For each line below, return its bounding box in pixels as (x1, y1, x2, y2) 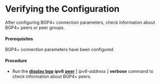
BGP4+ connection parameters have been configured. (5, 47, 115, 52)
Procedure (5, 57, 27, 64)
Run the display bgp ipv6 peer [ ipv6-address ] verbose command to (12, 68, 154, 74)
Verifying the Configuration (5, 3, 120, 15)
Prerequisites (5, 35, 33, 42)
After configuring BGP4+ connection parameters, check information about (5, 19, 156, 25)
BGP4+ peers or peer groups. (5, 24, 65, 30)
